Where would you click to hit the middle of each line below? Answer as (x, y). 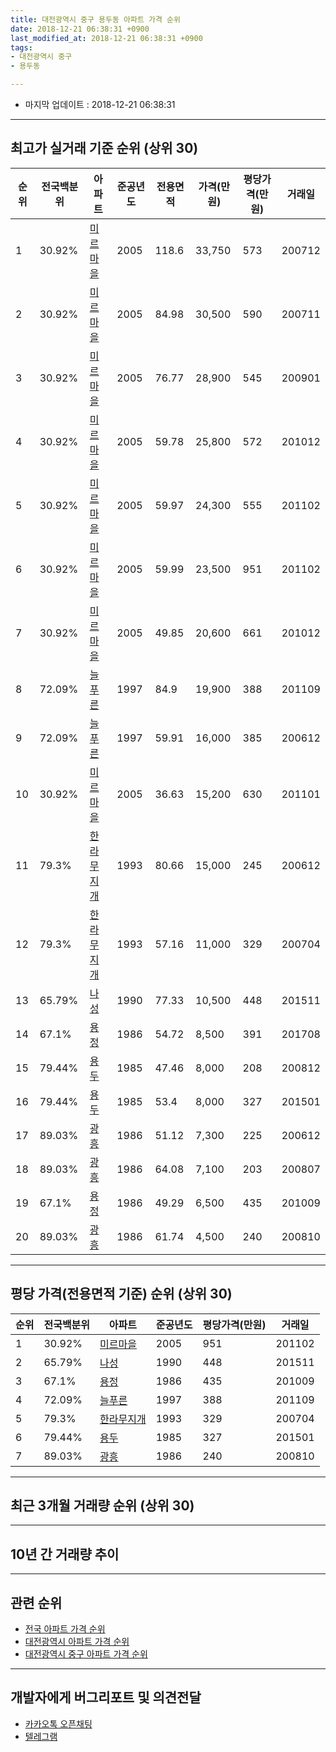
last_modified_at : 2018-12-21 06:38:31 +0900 (106, 38)
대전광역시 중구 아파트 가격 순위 (86, 1654)
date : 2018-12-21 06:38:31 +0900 (80, 29)
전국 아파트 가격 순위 (65, 1629)
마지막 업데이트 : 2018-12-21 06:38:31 (100, 104)
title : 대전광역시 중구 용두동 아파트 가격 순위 (95, 19)
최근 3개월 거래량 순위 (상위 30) (102, 1506)
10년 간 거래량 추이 (65, 1554)
